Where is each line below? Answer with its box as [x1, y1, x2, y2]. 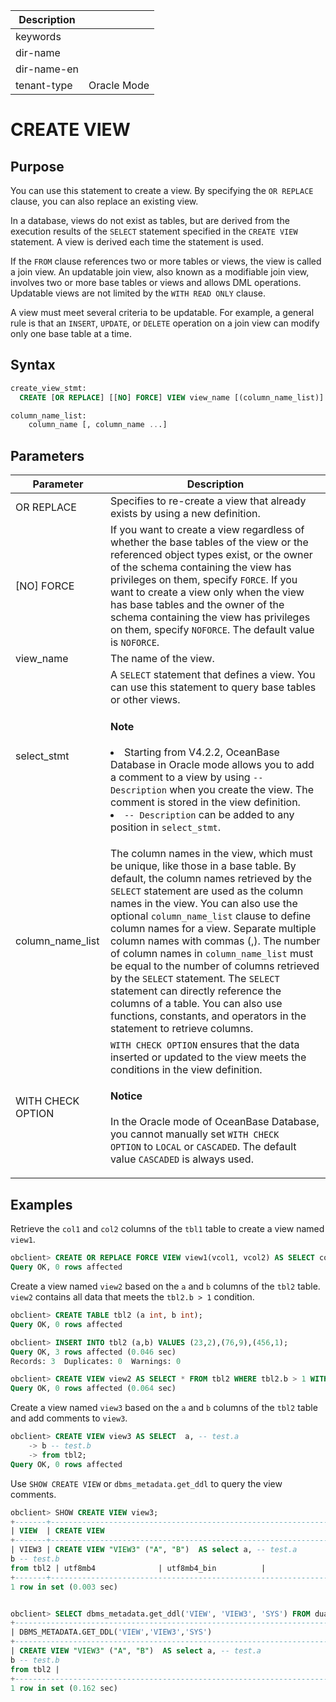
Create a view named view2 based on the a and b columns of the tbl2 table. [10, 1280, 321, 1292]
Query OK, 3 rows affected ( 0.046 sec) [10, 1347, 177, 1357]
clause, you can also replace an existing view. [10, 195, 199, 207]
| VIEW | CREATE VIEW [10, 1526, 105, 1536]
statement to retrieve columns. [109, 1021, 254, 1035]
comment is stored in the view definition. [109, 795, 301, 809]
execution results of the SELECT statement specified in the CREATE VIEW [10, 225, 298, 237]
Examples [10, 1196, 73, 1213]
